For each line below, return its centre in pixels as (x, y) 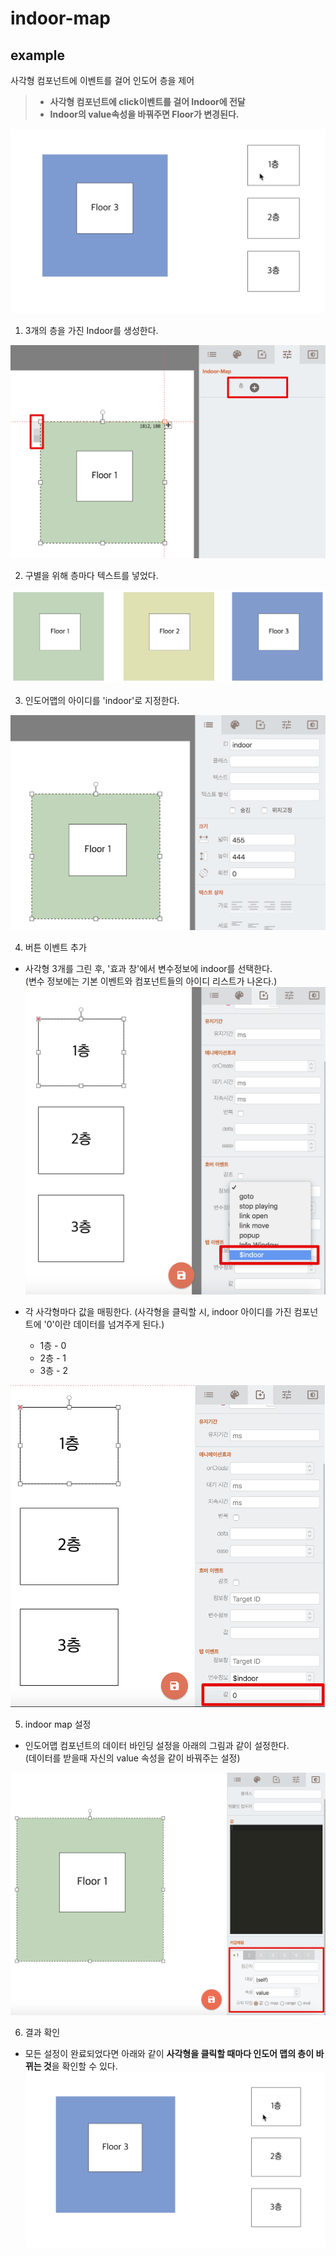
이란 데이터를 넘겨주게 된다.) (109, 1324)
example (38, 55)
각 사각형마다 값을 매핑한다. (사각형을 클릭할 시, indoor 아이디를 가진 (158, 1311)
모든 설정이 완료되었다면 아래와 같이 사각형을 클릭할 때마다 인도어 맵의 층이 (169, 2053)
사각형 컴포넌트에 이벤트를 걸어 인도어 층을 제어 (102, 80)
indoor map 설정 (58, 1724)
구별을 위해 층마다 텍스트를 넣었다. (91, 575)
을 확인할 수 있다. (84, 2066)
